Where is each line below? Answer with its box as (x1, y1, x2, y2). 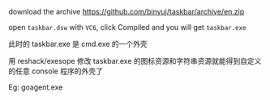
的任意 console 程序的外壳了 (8, 66, 103, 76)
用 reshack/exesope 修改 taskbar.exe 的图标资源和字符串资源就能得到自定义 (8, 56, 262, 65)
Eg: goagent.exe (8, 82, 63, 92)
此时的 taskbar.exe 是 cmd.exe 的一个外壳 (8, 40, 148, 48)
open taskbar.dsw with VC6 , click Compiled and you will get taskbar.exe (8, 23, 246, 31)
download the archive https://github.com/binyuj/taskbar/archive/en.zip (8, 7, 245, 16)
